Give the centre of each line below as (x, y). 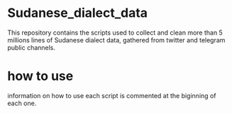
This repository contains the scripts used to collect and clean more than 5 (115, 32)
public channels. (31, 47)
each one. (22, 103)
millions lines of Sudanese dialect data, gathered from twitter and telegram (116, 40)
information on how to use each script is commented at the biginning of (112, 95)
